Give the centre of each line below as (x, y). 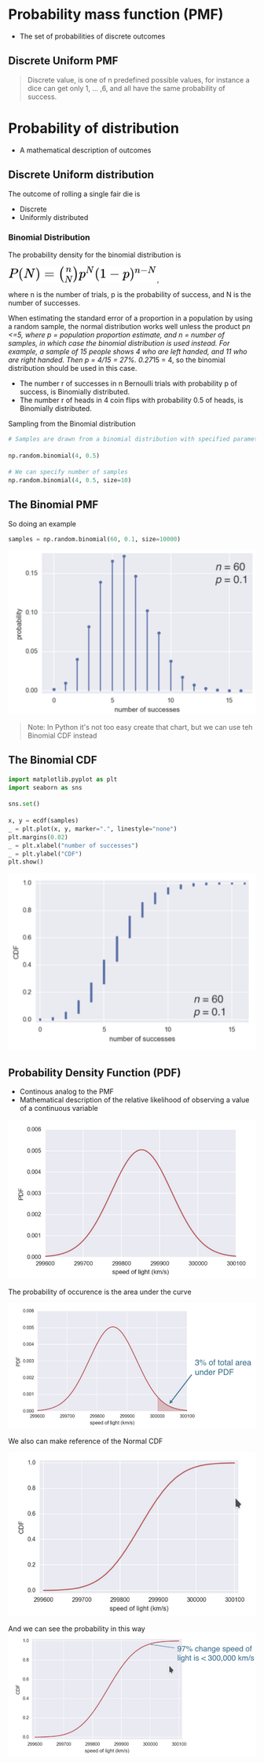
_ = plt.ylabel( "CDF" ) (45, 854)
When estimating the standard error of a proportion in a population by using (130, 318)
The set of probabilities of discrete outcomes (92, 36)
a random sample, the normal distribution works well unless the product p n (129, 326)
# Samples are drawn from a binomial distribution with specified (119, 439)
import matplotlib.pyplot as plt (63, 779)
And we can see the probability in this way (77, 1629)
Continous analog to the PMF (66, 1092)
